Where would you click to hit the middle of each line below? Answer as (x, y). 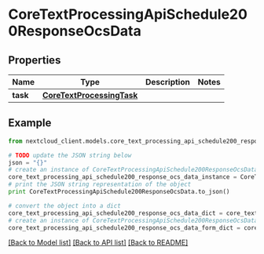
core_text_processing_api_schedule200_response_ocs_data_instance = (123, 177)
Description (167, 82)
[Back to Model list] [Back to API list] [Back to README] (98, 243)
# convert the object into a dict (65, 205)
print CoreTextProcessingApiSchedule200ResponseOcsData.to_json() (119, 192)
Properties (35, 60)
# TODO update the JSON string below (70, 155)
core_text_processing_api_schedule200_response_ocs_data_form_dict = (125, 228)
